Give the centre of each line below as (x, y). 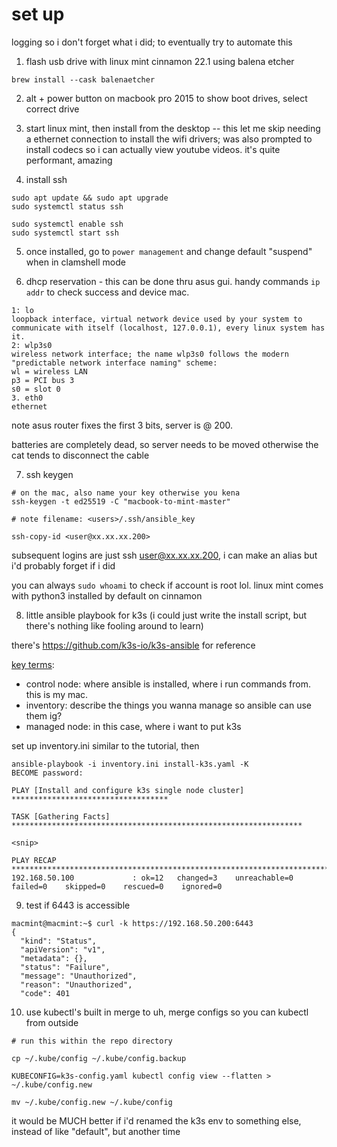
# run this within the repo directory (92, 1041)
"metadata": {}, (54, 958)
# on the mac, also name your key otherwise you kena (126, 493)
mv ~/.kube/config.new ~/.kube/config (92, 1102)
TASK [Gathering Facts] (61, 816)
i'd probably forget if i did (63, 565)
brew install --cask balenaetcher (83, 79)
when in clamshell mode (75, 262)
